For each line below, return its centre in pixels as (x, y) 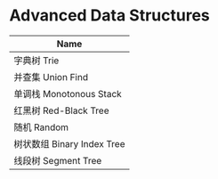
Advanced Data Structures (110, 16)
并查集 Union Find (51, 77)
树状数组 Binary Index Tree (70, 143)
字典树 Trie (36, 61)
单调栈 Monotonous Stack (68, 94)
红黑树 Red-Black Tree (61, 110)
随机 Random (41, 127)
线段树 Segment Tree (58, 160)
